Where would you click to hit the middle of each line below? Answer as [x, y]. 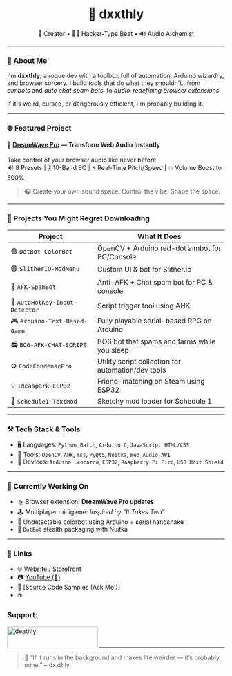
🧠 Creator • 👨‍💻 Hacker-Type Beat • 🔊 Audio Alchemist [116, 33]
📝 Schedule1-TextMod [44, 401]
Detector [25, 310]
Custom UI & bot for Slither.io [144, 270]
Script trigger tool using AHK [144, 306]
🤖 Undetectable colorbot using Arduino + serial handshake [100, 522]
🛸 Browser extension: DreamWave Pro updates [85, 502]
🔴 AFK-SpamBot [33, 286]
